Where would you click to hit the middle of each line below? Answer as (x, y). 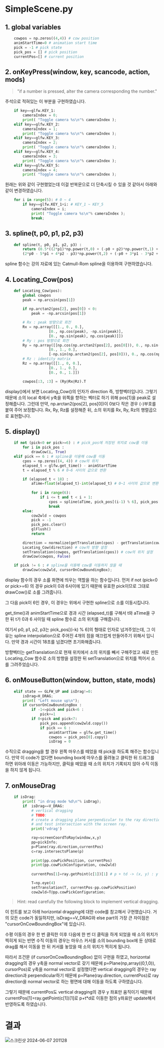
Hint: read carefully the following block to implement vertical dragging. (88, 901)
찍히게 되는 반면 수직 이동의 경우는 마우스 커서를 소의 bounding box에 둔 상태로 (81, 940)
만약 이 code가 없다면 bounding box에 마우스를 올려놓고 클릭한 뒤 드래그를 (83, 758)
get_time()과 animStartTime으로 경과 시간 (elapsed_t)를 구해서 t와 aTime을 (78, 613)
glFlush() (41, 529)
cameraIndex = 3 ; (40, 156)
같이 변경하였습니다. (24, 191)
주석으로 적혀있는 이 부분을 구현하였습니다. (46, 101)
